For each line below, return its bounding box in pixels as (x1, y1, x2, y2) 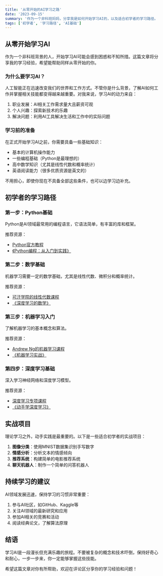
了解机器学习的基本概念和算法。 (5, 325, 69, 331)
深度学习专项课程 (12, 398, 47, 404)
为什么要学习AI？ (5, 73, 45, 80)
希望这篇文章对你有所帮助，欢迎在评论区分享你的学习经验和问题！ (5, 566, 137, 572)
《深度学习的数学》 (12, 300, 51, 306)
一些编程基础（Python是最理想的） (12, 155, 82, 161)
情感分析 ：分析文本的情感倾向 (12, 450, 72, 456)
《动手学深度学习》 (12, 404, 51, 410)
